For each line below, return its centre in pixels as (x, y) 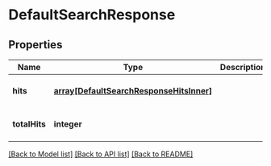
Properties (35, 45)
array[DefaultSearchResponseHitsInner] (133, 91)
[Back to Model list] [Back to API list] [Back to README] (101, 154)
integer (68, 124)
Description (243, 67)
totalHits (29, 124)
